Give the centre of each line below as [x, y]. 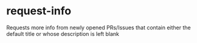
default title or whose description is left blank [63, 33]
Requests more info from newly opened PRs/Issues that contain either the [98, 27]
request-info [39, 11]
